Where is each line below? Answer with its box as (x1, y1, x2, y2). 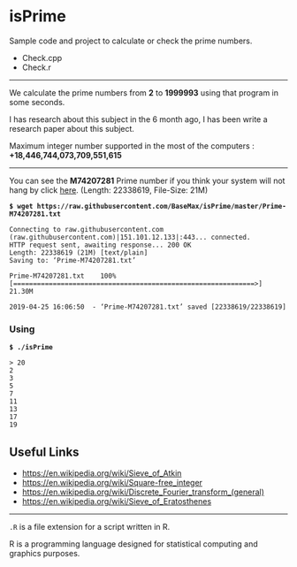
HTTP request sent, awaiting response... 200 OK (9, 241, 192, 249)
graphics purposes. (9, 548, 80, 559)
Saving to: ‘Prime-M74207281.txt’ (9, 256, 137, 264)
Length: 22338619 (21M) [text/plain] (9, 248, 148, 257)
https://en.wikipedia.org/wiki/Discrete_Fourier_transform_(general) (21, 487, 265, 497)
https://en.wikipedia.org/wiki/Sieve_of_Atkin (21, 468, 182, 479)
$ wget (9, 202, 34, 211)
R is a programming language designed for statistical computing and (9, 539, 258, 549)
